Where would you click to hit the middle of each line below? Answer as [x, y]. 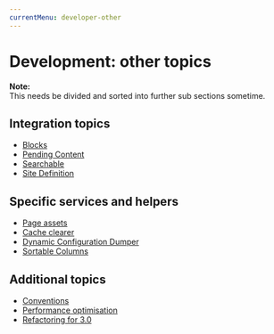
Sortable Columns [55, 251]
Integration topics [60, 123]
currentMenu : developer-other [66, 17]
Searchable [43, 164]
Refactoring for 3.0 [57, 320]
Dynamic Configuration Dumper [81, 242]
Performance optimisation [70, 310]
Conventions [46, 301]
